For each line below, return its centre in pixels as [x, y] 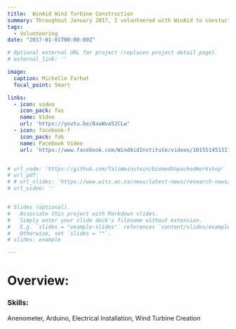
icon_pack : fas [42, 111]
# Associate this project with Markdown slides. [83, 214]
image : [17, 72]
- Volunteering [36, 33]
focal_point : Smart [42, 85]
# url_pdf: [23, 175]
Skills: [18, 303]
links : [17, 98]
